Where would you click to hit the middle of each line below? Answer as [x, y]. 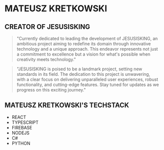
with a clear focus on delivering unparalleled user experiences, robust [87, 79]
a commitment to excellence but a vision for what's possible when [83, 54]
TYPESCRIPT [25, 122]
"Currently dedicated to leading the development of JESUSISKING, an [87, 38]
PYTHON [21, 143]
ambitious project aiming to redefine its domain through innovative [83, 44]
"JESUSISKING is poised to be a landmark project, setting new [79, 69]
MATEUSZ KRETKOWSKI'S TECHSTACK [67, 105]
